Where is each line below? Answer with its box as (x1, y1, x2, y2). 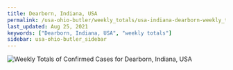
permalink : (7, 17, 39, 24)
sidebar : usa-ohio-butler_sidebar (7, 36, 107, 43)
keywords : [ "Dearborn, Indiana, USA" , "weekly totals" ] (7, 29, 172, 37)
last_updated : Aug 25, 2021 (7, 23, 89, 30)
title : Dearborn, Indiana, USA (7, 10, 98, 17)
